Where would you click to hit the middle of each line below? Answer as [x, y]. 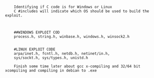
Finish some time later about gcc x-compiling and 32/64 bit [77, 66]
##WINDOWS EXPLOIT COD [37, 32]
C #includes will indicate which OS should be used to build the [82, 11]
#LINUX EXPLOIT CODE [35, 49]
